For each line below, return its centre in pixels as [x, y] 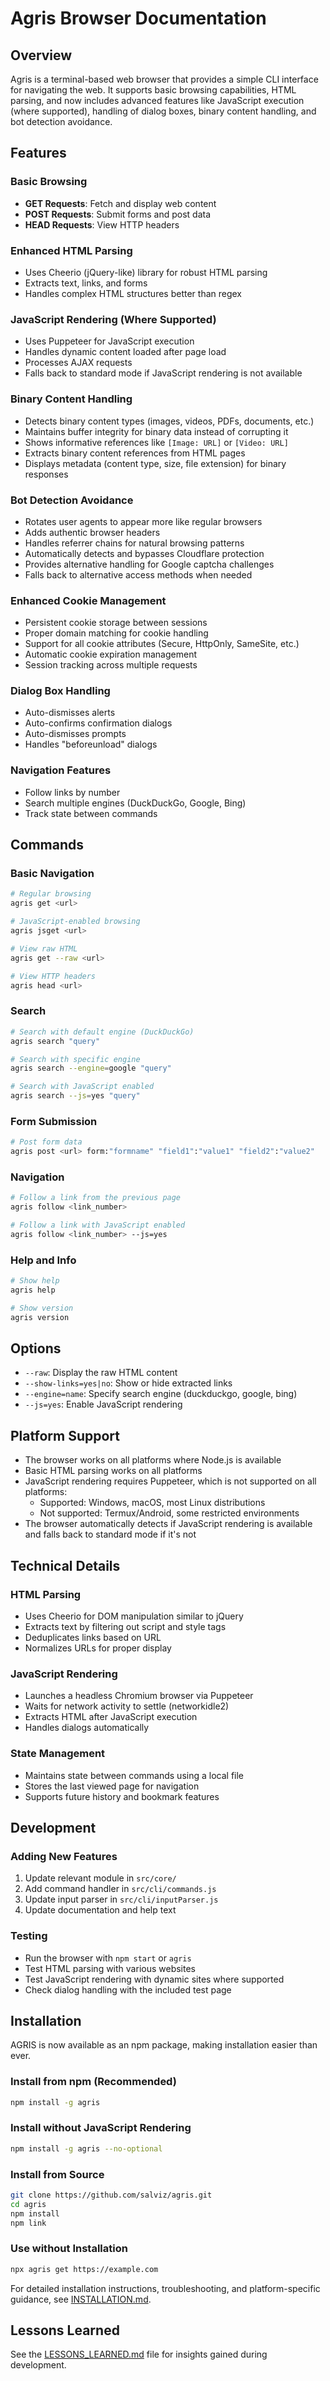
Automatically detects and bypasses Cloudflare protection [144, 553]
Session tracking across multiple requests [111, 665]
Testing [29, 1936]
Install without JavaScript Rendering [101, 2128]
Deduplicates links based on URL [93, 1637]
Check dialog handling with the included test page [128, 1989]
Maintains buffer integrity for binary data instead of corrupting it [156, 431]
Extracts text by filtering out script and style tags [125, 1626]
